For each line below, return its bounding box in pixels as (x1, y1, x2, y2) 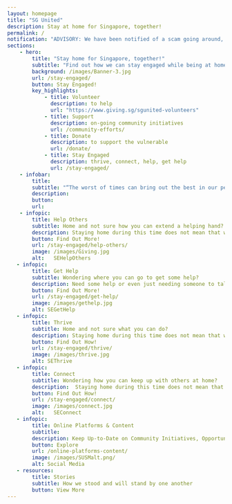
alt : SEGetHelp (32, 306, 76, 314)
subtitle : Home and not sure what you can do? (32, 325, 168, 332)
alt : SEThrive (32, 358, 72, 365)
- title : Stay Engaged (43, 152, 110, 159)
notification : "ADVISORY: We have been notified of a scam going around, (7, 36, 224, 43)
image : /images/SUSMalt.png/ (32, 454, 116, 461)
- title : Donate (43, 132, 91, 139)
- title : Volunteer (43, 94, 100, 101)
